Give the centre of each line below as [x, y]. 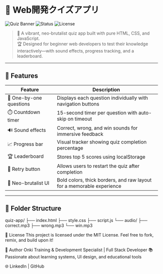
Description [106, 90]
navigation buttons [78, 104]
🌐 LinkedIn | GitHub [25, 266]
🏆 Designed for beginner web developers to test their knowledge [82, 44]
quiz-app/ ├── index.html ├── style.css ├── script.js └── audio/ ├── [76, 220]
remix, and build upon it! [29, 240]
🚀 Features [22, 76]
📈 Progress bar [25, 144]
